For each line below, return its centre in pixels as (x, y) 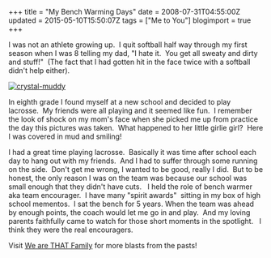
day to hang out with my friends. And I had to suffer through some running (133, 161)
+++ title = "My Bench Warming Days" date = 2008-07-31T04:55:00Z (125, 12)
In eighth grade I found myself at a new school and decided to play (120, 102)
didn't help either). (39, 71)
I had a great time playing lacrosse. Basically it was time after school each (132, 152)
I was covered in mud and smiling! (65, 136)
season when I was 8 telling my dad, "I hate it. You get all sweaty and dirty (133, 53)
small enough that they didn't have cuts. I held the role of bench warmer (131, 187)
